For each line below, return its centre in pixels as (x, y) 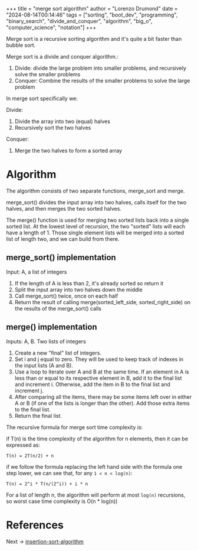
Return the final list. (38, 415)
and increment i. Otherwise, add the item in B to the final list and (93, 384)
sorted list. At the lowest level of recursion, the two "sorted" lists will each (96, 226)
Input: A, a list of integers (37, 272)
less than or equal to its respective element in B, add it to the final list (98, 378)
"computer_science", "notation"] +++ (51, 27)
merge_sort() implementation (61, 258)
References (35, 525)
